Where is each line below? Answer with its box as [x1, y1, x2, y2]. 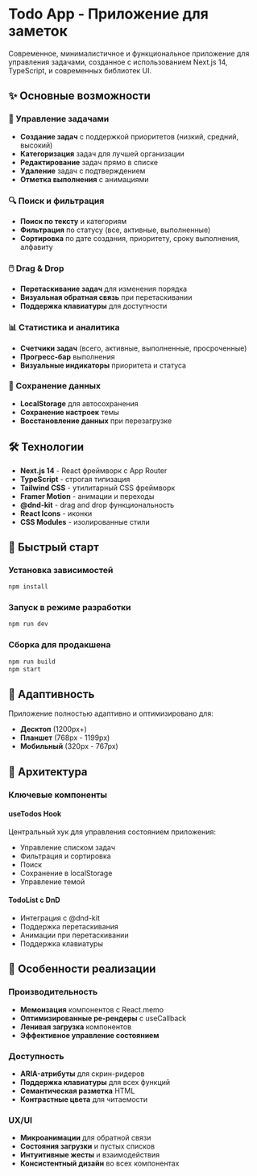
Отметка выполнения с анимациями [19, 174, 149, 184]
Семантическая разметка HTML [19, 1086, 135, 1095]
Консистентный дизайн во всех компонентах [19, 1158, 180, 1169]
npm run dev [8, 620, 48, 629]
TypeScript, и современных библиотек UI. [8, 65, 152, 75]
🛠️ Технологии [8, 440, 85, 454]
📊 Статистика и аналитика [8, 322, 120, 333]
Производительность [8, 987, 98, 998]
